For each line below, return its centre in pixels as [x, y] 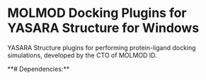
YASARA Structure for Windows [103, 28]
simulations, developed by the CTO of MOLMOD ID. [82, 55]
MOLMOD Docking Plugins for [97, 13]
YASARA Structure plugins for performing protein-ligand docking [102, 47]
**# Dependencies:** [39, 69]
